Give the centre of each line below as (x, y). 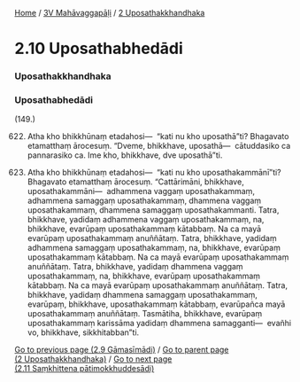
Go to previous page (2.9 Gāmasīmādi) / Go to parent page (122, 350)
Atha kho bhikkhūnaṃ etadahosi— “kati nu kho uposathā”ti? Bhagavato (158, 136)
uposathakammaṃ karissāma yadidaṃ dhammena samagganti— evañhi (159, 324)
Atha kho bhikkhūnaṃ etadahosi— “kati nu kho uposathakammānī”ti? (154, 173)
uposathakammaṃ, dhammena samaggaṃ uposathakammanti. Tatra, (153, 210)
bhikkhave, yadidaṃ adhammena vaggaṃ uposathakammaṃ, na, (146, 220)
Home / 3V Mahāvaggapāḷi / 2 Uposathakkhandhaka (110, 13)
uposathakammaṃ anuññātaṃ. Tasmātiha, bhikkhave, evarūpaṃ (145, 314)
